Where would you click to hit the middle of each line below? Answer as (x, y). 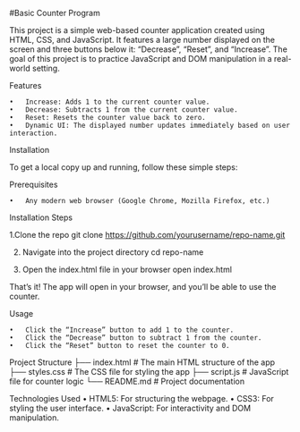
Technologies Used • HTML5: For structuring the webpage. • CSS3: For (142, 398)
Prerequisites (34, 184)
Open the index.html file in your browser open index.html (127, 269)
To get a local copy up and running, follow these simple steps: (124, 167)
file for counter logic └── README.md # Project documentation (127, 381)
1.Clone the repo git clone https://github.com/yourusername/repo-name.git (147, 235)
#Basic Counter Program (55, 13)
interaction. (34, 133)
